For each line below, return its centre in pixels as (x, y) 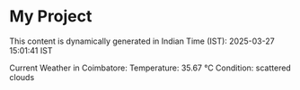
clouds (22, 77)
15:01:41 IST (31, 50)
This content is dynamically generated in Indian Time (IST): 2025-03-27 (142, 41)
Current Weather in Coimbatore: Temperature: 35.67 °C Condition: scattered (150, 68)
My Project (51, 16)
